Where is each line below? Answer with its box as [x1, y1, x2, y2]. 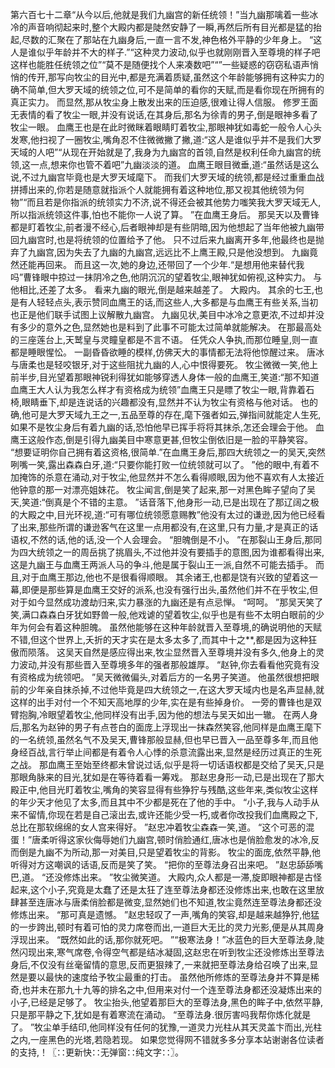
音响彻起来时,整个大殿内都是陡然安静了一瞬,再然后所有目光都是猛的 [36, 21, 314, 33]
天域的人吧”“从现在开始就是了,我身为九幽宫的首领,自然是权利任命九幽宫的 [10, 146, 313, 158]
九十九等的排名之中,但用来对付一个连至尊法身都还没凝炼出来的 [65, 984, 323, 995]
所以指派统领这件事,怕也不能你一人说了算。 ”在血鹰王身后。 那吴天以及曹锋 [10, 209, 320, 220]
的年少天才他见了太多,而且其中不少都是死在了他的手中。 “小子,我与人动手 [10, 796, 312, 808]
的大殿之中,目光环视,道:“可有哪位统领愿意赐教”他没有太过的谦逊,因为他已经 [10, 509, 317, 520]
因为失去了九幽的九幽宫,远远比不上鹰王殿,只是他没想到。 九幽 [56, 246, 310, 258]
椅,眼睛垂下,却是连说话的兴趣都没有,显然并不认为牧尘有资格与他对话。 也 [10, 396, 310, 408]
